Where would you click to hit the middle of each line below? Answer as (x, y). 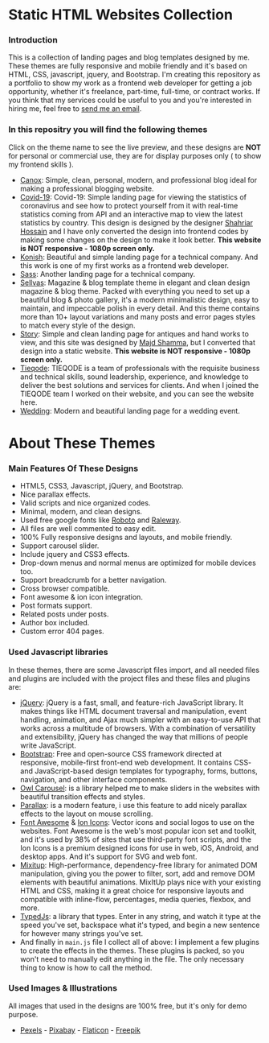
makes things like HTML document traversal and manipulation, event (133, 711)
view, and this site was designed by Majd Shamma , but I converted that (137, 342)
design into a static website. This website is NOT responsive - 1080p (135, 351)
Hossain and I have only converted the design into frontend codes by (134, 231)
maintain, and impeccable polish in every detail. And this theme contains (140, 308)
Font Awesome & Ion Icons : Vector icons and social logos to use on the (137, 822)
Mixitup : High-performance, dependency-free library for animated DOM (139, 865)
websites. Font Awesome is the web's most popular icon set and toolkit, (138, 831)
